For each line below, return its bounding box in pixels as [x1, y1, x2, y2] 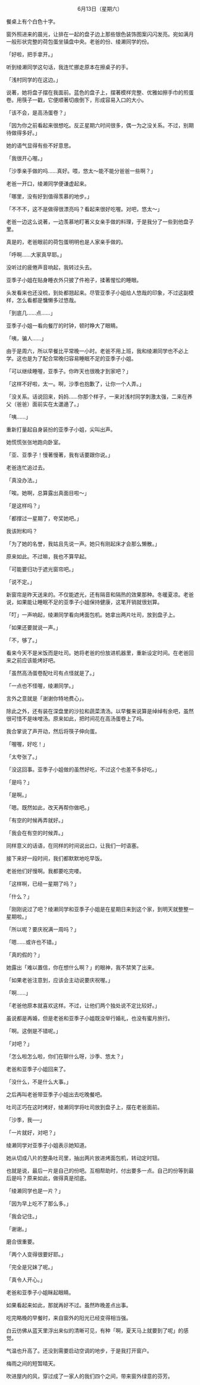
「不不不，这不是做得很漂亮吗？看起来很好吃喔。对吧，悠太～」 [6, 206, 162, 212]
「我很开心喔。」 [6, 155, 46, 161]
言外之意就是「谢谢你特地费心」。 [6, 695, 87, 702]
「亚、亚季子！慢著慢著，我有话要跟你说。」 [6, 451, 113, 458]
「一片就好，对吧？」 [6, 1129, 58, 1136]
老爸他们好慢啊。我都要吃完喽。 [6, 867, 85, 875]
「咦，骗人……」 [6, 335, 47, 342]
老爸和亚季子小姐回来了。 [6, 1066, 69, 1072]
